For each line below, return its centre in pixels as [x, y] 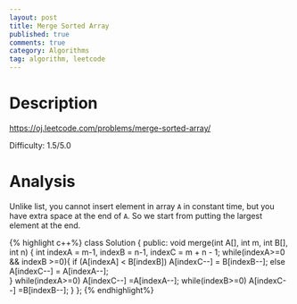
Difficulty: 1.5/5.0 [40, 145]
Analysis [42, 182]
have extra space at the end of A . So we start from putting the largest [136, 215]
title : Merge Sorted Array [59, 26]
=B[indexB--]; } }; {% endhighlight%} [86, 290]
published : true [39, 34]
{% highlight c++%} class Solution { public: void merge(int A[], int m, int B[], [148, 242]
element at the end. [45, 225]
